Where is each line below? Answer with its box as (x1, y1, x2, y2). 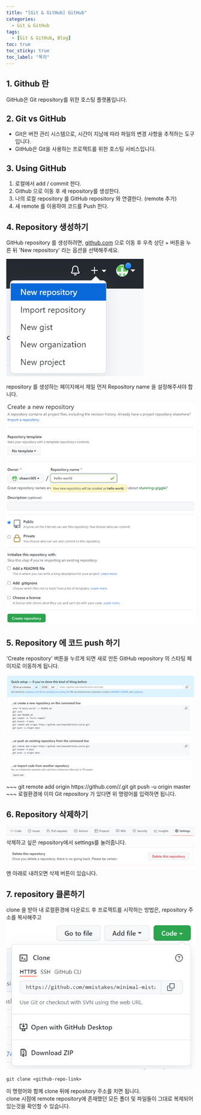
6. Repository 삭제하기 (6, 810, 89, 820)
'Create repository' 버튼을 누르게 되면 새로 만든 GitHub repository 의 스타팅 (6, 655, 186, 662)
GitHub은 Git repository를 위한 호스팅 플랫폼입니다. (6, 96, 128, 103)
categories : (6, 16, 36, 22)
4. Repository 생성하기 (6, 222, 89, 232)
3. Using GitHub (6, 163, 67, 173)
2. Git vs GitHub (6, 113, 67, 123)
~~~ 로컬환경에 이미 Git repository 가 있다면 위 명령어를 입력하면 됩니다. (6, 790, 176, 797)
